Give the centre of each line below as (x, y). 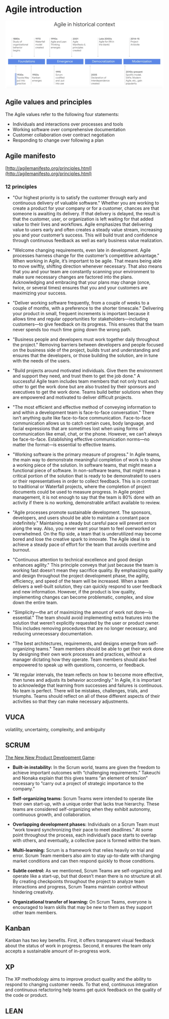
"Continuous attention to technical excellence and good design (78, 559)
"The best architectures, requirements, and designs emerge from (80, 643)
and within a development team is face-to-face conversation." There (83, 412)
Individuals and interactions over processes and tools (68, 124)
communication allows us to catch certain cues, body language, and (83, 423)
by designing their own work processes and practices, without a (79, 654)
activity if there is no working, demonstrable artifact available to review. (87, 502)
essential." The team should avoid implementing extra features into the (86, 617)
